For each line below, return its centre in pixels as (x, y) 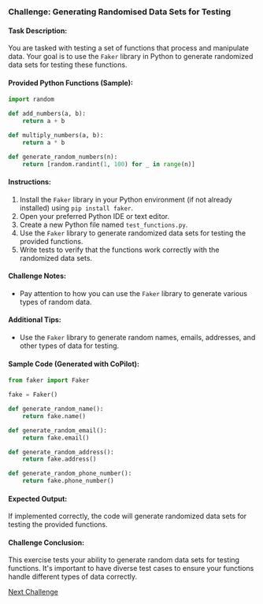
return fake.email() (56, 438)
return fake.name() (54, 416)
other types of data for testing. (69, 346)
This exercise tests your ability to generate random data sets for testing (124, 560)
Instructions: (30, 182)
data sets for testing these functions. (68, 65)
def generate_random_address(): (61, 452)
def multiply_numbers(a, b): (56, 135)
